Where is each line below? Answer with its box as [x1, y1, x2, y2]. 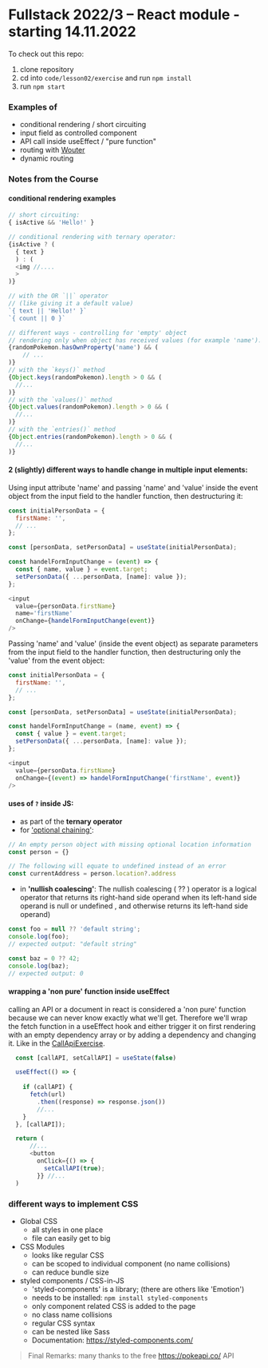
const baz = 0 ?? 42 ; [8, 954, 81, 963]
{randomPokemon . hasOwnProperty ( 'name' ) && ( [8, 344, 159, 352]
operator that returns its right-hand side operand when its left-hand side [19, 893, 258, 903]
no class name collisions [31, 1310, 113, 1319]
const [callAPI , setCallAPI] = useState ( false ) [15, 1054, 177, 1062]
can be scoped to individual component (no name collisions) [31, 1258, 231, 1268]
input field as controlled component [19, 128, 137, 138]
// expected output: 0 [8, 969, 84, 977]
